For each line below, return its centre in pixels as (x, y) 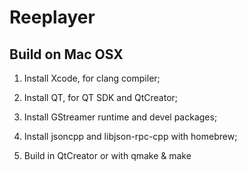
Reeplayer (52, 17)
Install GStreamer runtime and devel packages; (120, 117)
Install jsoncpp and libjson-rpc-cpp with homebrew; (130, 136)
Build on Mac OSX (66, 54)
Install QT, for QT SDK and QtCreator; (101, 97)
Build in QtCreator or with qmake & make (107, 155)
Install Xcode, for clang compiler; (92, 78)
